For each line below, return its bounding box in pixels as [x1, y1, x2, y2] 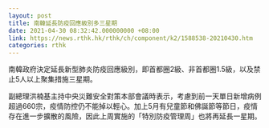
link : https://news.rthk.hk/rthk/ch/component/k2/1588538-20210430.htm [8, 34, 253, 42]
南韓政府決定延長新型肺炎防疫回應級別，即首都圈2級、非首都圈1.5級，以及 [8, 65, 255, 74]
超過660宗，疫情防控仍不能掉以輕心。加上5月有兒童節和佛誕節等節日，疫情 [8, 102, 259, 111]
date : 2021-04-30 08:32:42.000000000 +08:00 [8, 26, 160, 34]
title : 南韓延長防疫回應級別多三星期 [8, 19, 118, 27]
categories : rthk [8, 42, 67, 50]
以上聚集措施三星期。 [26, 74, 98, 84]
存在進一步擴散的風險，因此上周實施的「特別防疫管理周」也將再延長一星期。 [8, 111, 262, 121]
